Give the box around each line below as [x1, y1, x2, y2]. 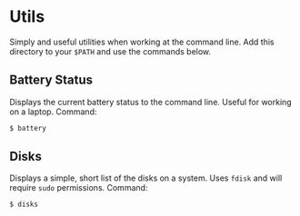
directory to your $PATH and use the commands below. [9, 45, 212, 56]
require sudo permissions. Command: [9, 182, 148, 193]
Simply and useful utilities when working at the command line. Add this [9, 36, 275, 47]
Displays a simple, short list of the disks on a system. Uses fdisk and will [9, 172, 283, 183]
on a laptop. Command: [9, 106, 97, 117]
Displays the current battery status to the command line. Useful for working [9, 96, 293, 107]
